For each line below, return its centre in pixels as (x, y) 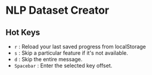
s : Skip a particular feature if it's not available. (71, 53)
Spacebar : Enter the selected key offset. (63, 65)
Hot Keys (23, 32)
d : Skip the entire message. (48, 59)
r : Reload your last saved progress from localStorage (80, 46)
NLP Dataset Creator (58, 10)
